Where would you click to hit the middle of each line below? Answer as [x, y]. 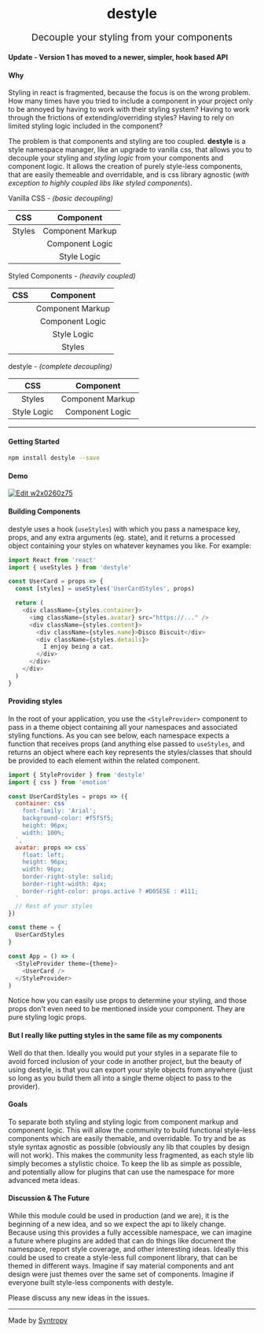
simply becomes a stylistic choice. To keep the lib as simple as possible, [125, 1163]
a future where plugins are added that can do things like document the [122, 1241]
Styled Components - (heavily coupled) [72, 276]
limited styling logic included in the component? [86, 126]
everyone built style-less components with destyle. [91, 1283]
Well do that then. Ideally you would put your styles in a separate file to [123, 1053]
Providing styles [35, 701]
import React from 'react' [52, 560]
